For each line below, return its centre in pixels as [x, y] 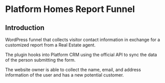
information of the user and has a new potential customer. [65, 75]
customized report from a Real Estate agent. [50, 45]
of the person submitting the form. [40, 60]
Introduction [25, 28]
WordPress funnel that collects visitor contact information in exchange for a [83, 39]
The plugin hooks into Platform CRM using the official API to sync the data [81, 54]
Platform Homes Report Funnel [70, 9]
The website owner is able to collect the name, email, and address [73, 69]
